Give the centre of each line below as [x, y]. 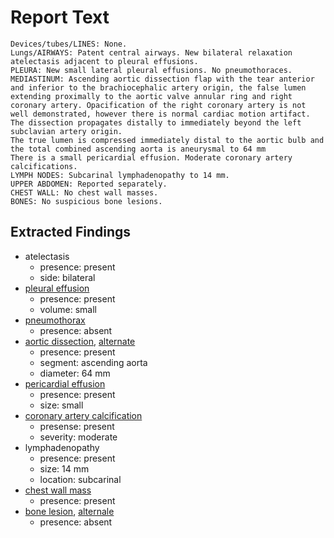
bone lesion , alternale [69, 511]
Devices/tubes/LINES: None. [69, 44]
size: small [61, 405]
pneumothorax [55, 320]
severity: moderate [78, 437]
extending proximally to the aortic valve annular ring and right [151, 96]
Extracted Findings [71, 232]
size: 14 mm [64, 468]
